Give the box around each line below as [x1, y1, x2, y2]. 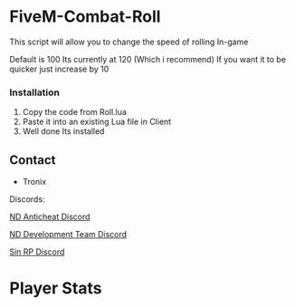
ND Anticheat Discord [9, 211, 90, 223]
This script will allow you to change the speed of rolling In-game [9, 36, 249, 47]
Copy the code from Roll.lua [22, 107, 127, 118]
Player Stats [9, 278, 102, 299]
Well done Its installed [22, 126, 105, 137]
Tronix [22, 177, 47, 187]
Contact [9, 152, 56, 168]
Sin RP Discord [9, 246, 65, 257]
